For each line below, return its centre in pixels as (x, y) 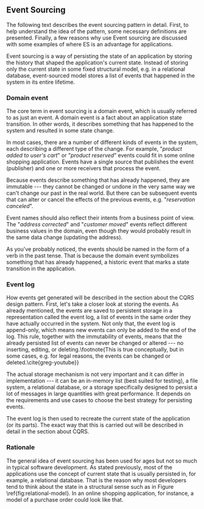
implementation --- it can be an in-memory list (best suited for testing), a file (102, 381)
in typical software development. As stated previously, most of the (89, 467)
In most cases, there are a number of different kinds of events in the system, (102, 142)
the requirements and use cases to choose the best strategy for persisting (99, 400)
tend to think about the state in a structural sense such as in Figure (90, 486)
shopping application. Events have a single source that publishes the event (100, 162)
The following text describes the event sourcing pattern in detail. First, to (97, 24)
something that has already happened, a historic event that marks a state (98, 262)
